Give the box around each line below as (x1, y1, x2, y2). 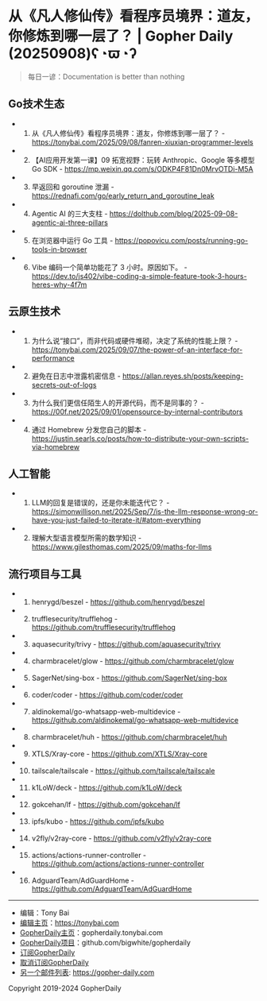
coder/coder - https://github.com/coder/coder (31, 690, 184, 700)
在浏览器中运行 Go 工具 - (31, 235, 114, 245)
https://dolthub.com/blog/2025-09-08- (109, 208, 238, 218)
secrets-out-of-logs (31, 380, 97, 389)
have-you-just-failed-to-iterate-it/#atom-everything (31, 516, 201, 525)
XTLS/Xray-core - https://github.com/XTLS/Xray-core (31, 749, 208, 759)
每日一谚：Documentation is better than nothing (27, 71, 185, 81)
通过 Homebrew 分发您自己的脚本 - (31, 424, 147, 434)
